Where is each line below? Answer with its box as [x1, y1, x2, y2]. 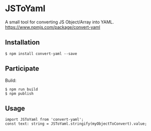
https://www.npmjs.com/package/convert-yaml [5, 24, 101, 30]
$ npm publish [5, 91, 34, 96]
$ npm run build [5, 87, 38, 92]
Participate [5, 64, 39, 73]
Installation [5, 38, 40, 47]
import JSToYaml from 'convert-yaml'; [5, 117, 84, 122]
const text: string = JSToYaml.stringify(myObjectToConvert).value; [5, 121, 147, 127]
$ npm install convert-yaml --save [5, 51, 77, 56]
